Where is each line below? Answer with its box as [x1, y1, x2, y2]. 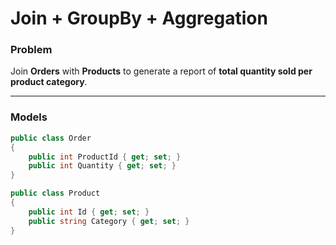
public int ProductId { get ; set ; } [28, 152, 182, 162]
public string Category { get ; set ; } [28, 216, 190, 226]
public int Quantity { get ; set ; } [28, 161, 177, 171]
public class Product [10, 188, 101, 199]
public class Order [10, 133, 92, 143]
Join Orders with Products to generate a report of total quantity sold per [10, 65, 313, 77]
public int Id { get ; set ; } [28, 207, 150, 217]
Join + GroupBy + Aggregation [10, 7, 268, 30]
